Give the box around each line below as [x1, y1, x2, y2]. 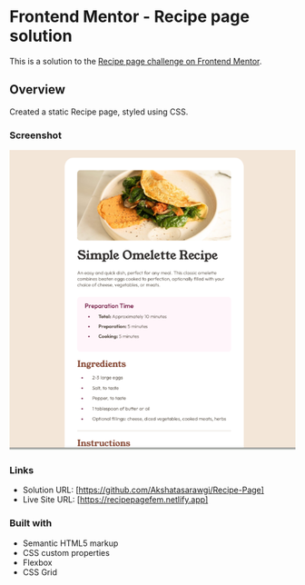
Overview [9, 82, 66, 97]
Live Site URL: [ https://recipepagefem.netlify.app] [22, 494, 209, 505]
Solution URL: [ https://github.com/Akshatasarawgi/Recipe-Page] [22, 484, 265, 496]
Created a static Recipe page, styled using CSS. [9, 106, 189, 117]
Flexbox [22, 557, 53, 568]
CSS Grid [22, 566, 57, 578]
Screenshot [9, 129, 62, 142]
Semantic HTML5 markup [22, 538, 119, 549]
